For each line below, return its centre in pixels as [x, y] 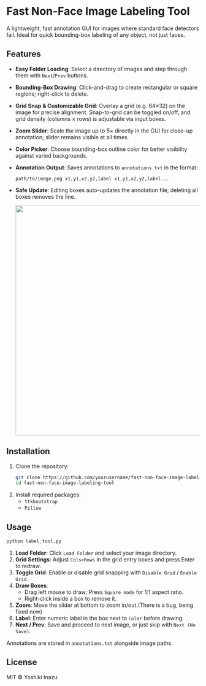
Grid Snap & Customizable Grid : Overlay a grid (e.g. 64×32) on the [100, 106]
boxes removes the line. [45, 196]
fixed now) [29, 611]
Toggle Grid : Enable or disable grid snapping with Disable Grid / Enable [106, 572]
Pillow [33, 508]
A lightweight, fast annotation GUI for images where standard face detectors [103, 28]
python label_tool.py [34, 541]
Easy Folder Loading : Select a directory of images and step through [101, 69]
